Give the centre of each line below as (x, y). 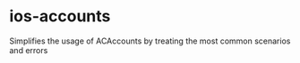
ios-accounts (60, 16)
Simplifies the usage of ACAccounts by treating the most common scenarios (150, 41)
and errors (29, 50)
